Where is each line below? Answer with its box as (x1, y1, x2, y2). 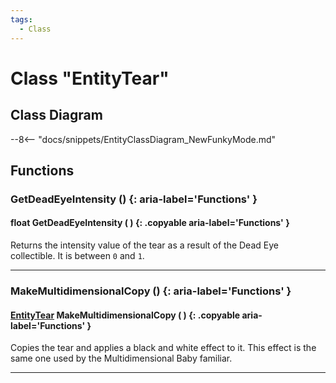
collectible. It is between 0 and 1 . (10, 250, 145, 262)
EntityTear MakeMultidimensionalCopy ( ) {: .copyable (10, 309, 241, 321)
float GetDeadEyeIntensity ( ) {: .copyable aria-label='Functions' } (10, 217, 290, 229)
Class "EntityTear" (10, 67, 170, 90)
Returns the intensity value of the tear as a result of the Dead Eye (10, 239, 279, 251)
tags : (10, 14, 33, 25)
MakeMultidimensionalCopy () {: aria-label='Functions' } (10, 284, 292, 298)
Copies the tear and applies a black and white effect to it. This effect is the (10, 342, 317, 354)
